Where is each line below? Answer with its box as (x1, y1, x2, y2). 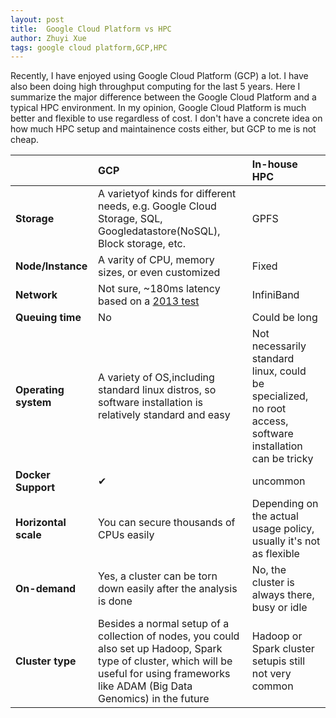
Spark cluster (251, 642, 315, 656)
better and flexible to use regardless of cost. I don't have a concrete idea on (10, 112, 323, 125)
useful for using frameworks (98, 667, 231, 681)
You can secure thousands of (98, 516, 236, 530)
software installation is (98, 396, 203, 410)
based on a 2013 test (98, 294, 200, 308)
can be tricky (251, 452, 314, 466)
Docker (15, 468, 51, 482)
